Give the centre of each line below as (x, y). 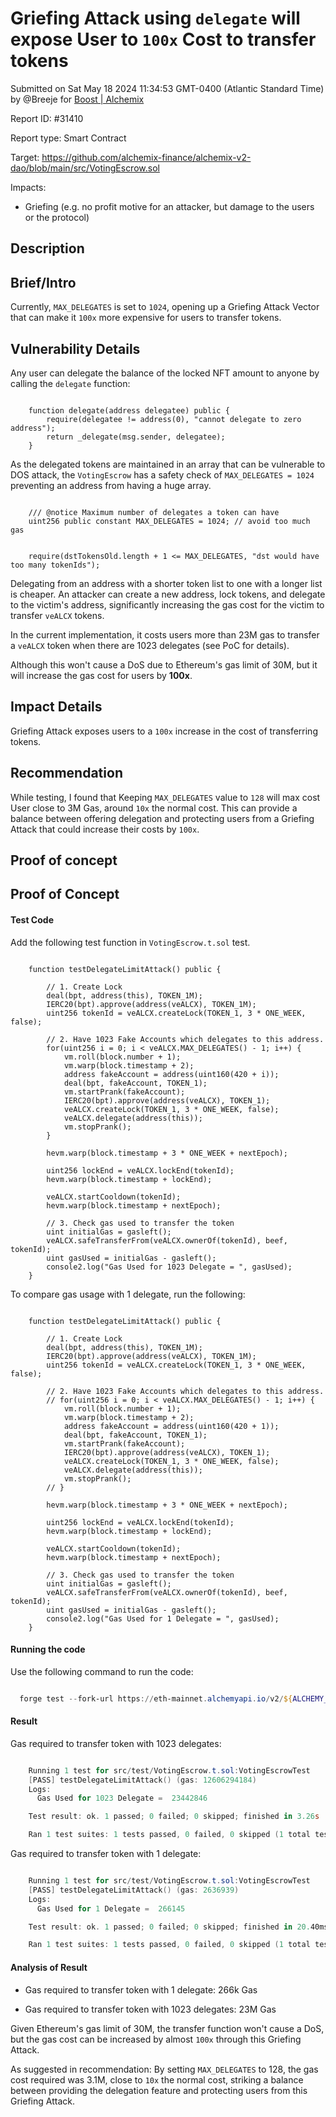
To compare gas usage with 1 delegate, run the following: (128, 1294)
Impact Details (56, 707)
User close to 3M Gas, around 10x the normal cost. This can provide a (154, 808)
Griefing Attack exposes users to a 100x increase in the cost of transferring (164, 731)
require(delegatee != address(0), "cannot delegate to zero (174, 419)
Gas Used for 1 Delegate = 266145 (111, 1908)
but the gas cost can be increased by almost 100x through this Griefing (156, 2039)
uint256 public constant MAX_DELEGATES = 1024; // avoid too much (169, 521)
